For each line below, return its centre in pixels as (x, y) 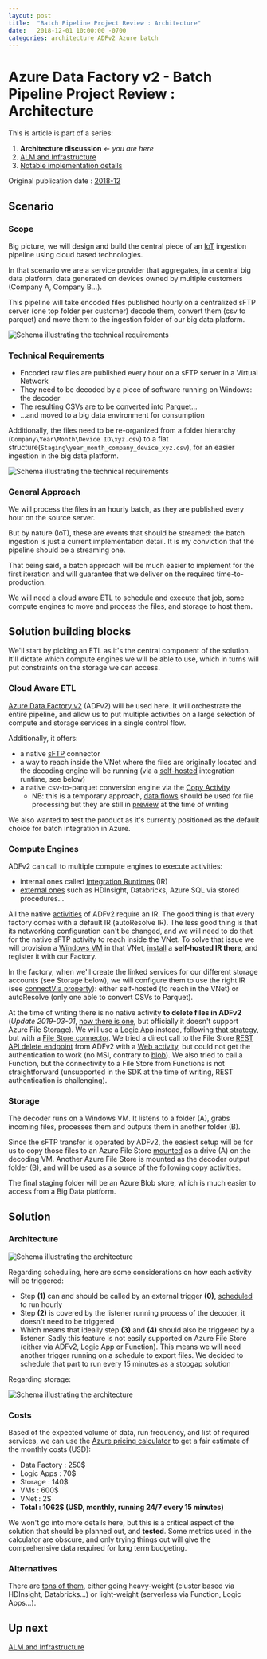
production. (27, 582)
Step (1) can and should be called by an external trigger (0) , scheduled (136, 1296)
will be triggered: (36, 1281)
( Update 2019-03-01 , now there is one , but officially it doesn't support (124, 1021)
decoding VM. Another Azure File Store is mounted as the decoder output (129, 1159)
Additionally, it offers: (43, 738)
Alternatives (33, 1569)
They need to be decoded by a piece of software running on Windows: (136, 390)
